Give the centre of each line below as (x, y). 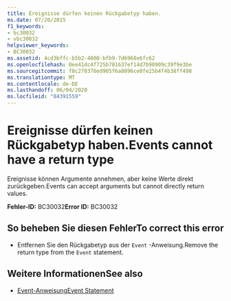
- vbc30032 (23, 39)
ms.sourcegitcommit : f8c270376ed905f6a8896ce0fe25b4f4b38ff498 (100, 71)
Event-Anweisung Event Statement (66, 290)
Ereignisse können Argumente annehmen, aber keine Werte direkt (100, 179)
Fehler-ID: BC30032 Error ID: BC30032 (63, 206)
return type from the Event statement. (70, 252)
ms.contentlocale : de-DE (43, 84)
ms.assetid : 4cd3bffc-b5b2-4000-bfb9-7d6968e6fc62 (81, 58)
